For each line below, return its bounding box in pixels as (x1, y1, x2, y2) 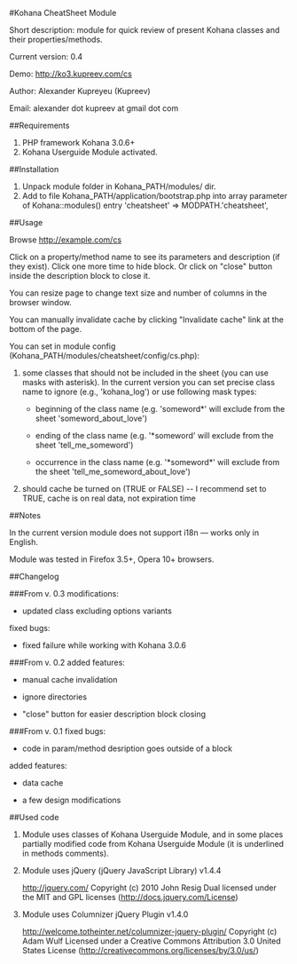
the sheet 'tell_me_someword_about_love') (35, 466, 191, 477)
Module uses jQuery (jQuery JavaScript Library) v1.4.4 (21, 865, 222, 875)
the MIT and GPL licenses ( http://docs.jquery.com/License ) (21, 892, 238, 902)
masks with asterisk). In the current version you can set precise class (21, 377, 276, 387)
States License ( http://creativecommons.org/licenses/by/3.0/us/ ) (21, 945, 260, 955)
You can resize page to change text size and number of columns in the (9, 288, 268, 298)
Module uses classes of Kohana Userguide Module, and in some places (21, 829, 284, 840)
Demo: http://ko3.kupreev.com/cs (9, 68, 133, 79)
